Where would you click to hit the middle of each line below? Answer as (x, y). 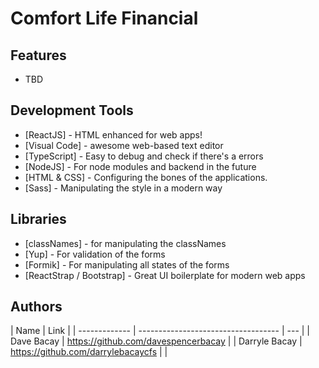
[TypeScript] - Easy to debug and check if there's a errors (144, 156)
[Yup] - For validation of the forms (95, 254)
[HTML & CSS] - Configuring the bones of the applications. (146, 177)
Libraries (38, 219)
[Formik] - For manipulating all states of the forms (127, 264)
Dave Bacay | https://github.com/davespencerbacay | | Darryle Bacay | (156, 341)
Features (38, 55)
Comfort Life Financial (104, 18)
